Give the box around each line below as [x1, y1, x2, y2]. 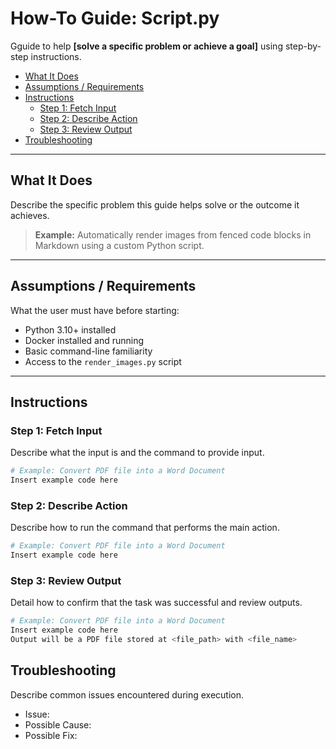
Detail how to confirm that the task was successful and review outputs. [10, 597, 303, 609]
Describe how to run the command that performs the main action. [10, 522, 280, 534]
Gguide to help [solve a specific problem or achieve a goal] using [10, 40, 283, 52]
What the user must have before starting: [10, 304, 180, 316]
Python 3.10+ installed [24, 323, 117, 336]
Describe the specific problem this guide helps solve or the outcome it [10, 198, 300, 211]
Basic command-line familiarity [24, 345, 153, 357]
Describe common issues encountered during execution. [10, 688, 245, 701]
